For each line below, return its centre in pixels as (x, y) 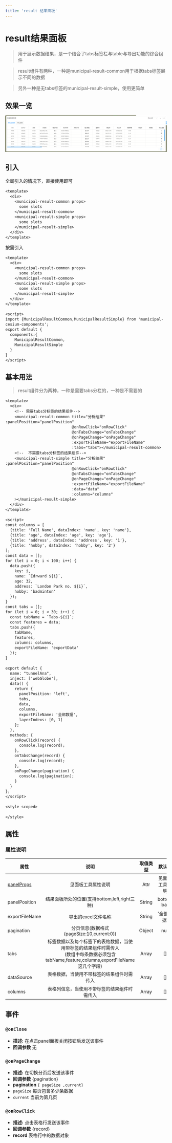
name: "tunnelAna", (31, 673)
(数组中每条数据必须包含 (90, 954)
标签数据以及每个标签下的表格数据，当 (88, 941)
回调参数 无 (25, 1047)
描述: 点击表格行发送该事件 (41, 1123)
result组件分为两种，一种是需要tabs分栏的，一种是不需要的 (80, 390)
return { (24, 688)
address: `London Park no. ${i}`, (51, 586)
